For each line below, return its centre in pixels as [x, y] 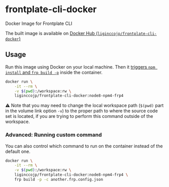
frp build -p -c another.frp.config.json [59, 180]
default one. [18, 151]
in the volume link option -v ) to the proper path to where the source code [82, 111]
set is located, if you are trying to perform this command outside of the [79, 116]
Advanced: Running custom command [54, 135]
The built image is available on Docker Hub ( [52, 33]
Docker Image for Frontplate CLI [39, 23]
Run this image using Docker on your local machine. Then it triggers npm [80, 67]
